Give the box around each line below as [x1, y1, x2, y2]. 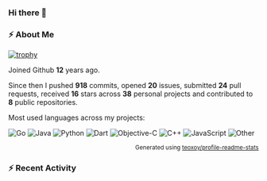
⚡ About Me [8, 29, 55, 40]
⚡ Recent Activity [8, 163, 77, 174]
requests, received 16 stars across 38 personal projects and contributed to [8, 89, 253, 98]
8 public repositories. [8, 98, 78, 107]
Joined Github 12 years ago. [8, 65, 101, 75]
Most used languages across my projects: [8, 113, 145, 122]
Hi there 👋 [8, 7, 48, 18]
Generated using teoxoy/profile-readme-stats [134, 144, 259, 152]
